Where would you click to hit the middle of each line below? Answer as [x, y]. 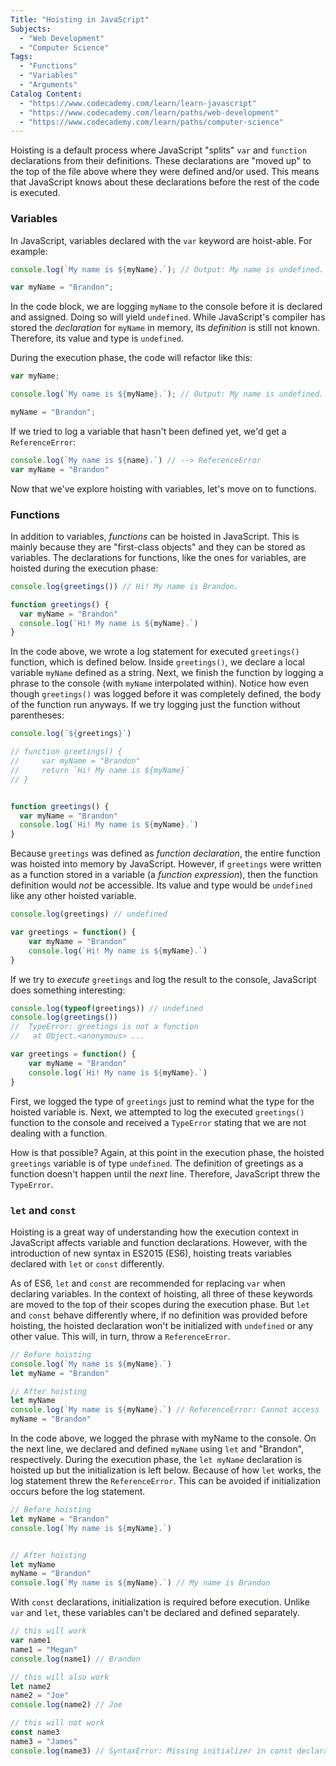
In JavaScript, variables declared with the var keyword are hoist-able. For [161, 240]
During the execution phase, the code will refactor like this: [131, 358]
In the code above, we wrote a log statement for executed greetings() [155, 652]
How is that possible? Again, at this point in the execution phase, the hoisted [167, 1152]
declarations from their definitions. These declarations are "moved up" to [161, 161]
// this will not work [57, 1723]
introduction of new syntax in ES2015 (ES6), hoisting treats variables [151, 1253]
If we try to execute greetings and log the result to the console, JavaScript [163, 979]
